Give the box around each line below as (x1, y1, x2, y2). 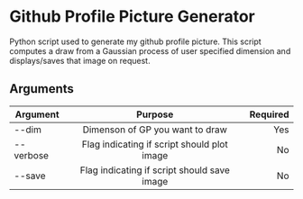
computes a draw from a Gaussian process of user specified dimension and (9, 45, 291, 56)
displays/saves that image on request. (9, 55, 151, 66)
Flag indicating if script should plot (81, 138, 228, 150)
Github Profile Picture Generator (9, 6, 255, 27)
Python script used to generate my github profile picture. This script (9, 36, 262, 47)
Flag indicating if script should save (79, 164, 230, 176)
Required (249, 108, 289, 121)
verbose (14, 149, 50, 161)
